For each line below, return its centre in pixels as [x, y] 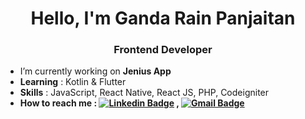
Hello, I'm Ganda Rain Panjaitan [163, 18]
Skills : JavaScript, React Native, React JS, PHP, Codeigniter [144, 93]
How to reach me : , [99, 103]
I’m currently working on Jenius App [95, 71]
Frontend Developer [163, 50]
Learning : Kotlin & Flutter [73, 82]
